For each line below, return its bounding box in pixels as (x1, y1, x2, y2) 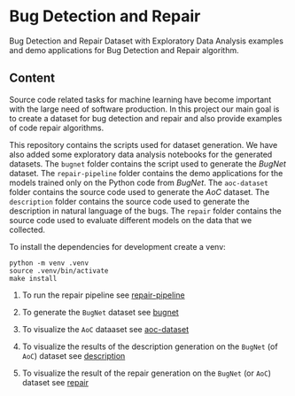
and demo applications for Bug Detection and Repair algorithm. (9, 44, 239, 55)
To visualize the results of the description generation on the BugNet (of (21, 341, 278, 352)
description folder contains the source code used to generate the (9, 196, 250, 206)
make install (9, 274, 58, 283)
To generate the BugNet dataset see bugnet (21, 307, 179, 317)
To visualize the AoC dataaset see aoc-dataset (21, 323, 189, 334)
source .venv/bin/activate (9, 266, 109, 276)
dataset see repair (21, 377, 89, 387)
